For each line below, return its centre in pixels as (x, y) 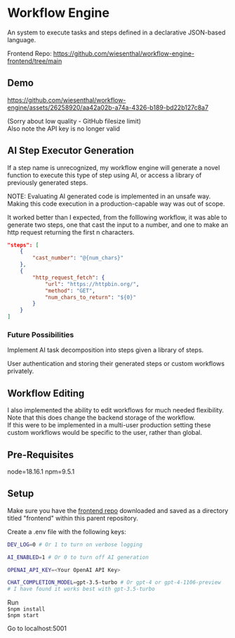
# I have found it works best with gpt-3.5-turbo (81, 589)
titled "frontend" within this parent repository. (73, 518)
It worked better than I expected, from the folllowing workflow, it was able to (117, 217)
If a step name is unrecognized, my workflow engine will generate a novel (114, 167)
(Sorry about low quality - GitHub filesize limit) (74, 121)
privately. (21, 371)
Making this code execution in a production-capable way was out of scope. (116, 203)
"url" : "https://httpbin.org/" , (92, 284)
